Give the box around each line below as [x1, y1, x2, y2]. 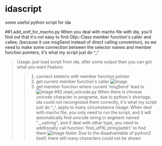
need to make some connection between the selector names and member [5, 44, 152, 50]
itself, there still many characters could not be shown [36, 135, 141, 141]
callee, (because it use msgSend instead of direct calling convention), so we [5, 39, 157, 45]
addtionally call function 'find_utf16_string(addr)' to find [36, 125, 146, 130]
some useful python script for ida [5, 19, 71, 25]
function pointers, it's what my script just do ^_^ [5, 49, 99, 55]
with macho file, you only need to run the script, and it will [36, 109, 151, 115]
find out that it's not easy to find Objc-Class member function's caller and [5, 34, 151, 40]
